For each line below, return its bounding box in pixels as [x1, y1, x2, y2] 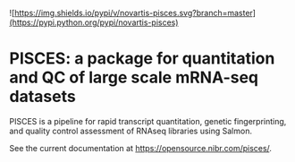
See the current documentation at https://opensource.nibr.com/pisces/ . [9, 142, 273, 153]
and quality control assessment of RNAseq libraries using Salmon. [9, 125, 253, 136]
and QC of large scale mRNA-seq [9, 67, 259, 88]
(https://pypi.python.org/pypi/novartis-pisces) [9, 17, 179, 28]
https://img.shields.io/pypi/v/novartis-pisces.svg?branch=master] [14, 8, 257, 18]
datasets [9, 87, 76, 107]
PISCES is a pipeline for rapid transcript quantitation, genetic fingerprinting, [9, 115, 287, 126]
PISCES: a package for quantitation [9, 48, 275, 69]
